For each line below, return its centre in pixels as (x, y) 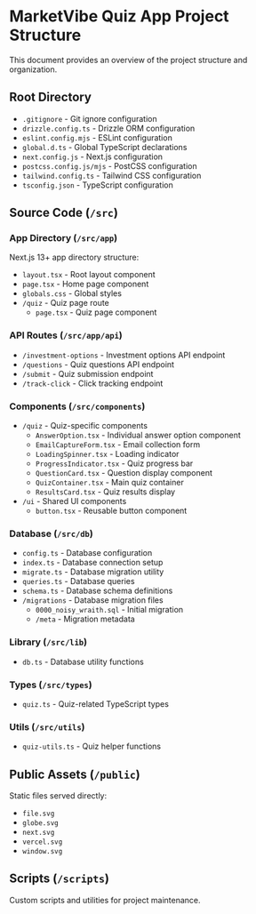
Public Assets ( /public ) (75, 774)
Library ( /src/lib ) (48, 642)
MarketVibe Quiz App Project (119, 16)
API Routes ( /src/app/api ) (66, 335)
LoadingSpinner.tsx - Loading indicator (107, 454)
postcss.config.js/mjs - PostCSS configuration (109, 165)
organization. (33, 69)
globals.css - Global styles (72, 293)
